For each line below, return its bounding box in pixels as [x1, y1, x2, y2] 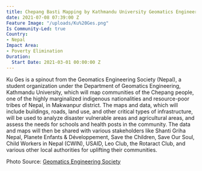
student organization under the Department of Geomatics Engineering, [6, 82, 181, 89]
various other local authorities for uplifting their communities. [6, 146, 158, 154]
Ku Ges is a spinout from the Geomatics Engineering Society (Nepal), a [6, 76, 182, 83]
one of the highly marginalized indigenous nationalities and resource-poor [6, 95, 189, 102]
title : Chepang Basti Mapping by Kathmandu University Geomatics [6, 8, 173, 15]
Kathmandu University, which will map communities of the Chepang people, [6, 89, 194, 96]
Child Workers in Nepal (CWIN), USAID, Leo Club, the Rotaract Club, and [6, 140, 186, 147]
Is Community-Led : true [6, 25, 66, 32]
